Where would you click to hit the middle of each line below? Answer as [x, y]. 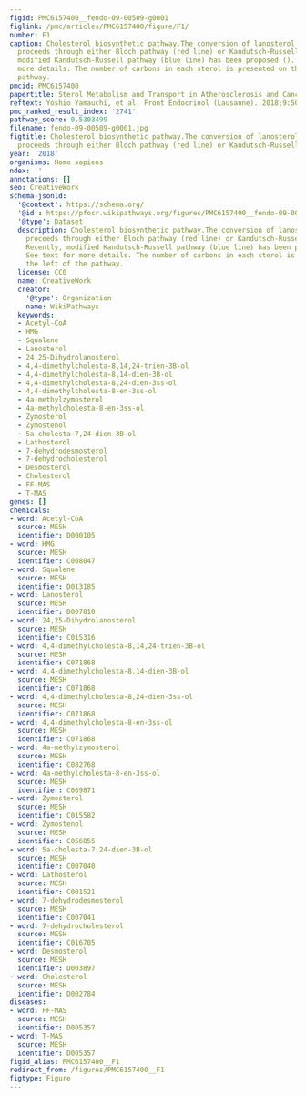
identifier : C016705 [56, 943]
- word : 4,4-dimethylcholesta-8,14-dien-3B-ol [99, 672]
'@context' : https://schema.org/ [81, 205]
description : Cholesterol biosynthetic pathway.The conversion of [146, 230]
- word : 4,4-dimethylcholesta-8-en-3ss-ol [91, 722]
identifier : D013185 [56, 586]
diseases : [28, 1002]
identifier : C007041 [56, 917]
